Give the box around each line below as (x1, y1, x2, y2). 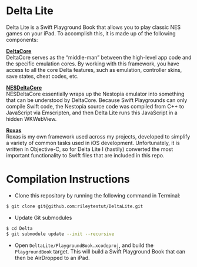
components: (6, 36, 38, 43)
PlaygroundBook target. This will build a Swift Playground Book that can (14, 248, 186, 255)
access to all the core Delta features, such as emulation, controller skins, (6, 66, 182, 73)
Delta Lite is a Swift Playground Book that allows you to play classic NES (6, 24, 181, 31)
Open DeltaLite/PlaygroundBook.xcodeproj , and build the (14, 242, 154, 249)
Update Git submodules (14, 214, 72, 221)
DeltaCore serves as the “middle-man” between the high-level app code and (6, 54, 192, 61)
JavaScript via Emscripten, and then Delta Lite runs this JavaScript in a (6, 109, 178, 116)
